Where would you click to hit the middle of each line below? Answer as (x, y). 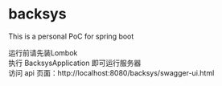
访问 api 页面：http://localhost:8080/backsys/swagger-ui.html (111, 72)
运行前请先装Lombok (43, 52)
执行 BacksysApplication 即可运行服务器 (75, 63)
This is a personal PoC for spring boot (71, 36)
